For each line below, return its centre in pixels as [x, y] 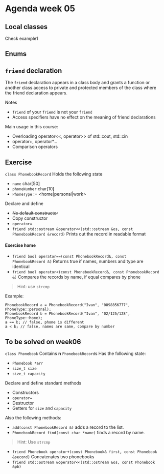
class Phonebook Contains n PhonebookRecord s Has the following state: [75, 354]
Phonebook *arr [28, 364]
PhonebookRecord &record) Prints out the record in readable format [79, 234]
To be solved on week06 [43, 341]
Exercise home [20, 245]
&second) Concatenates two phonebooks [53, 457]
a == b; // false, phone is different [45, 323]
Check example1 [22, 38]
